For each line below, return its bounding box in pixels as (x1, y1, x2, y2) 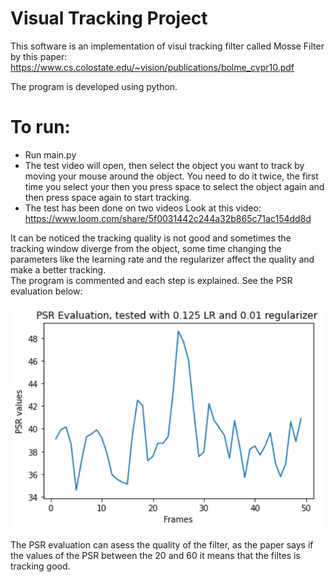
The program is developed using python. (10, 80, 178, 92)
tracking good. (10, 560, 71, 572)
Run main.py (24, 148, 77, 161)
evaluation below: (10, 285, 83, 297)
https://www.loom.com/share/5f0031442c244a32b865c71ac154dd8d (24, 212, 312, 224)
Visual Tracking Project (10, 7, 208, 30)
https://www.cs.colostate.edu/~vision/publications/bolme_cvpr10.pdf (10, 61, 295, 73)
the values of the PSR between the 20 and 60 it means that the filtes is (10, 550, 301, 562)
